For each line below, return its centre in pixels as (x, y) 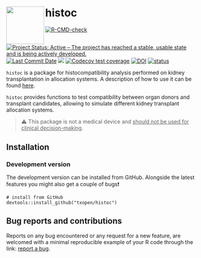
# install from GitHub (35, 197)
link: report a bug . (28, 248)
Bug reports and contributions (64, 221)
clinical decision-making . (52, 128)
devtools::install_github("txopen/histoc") (62, 203)
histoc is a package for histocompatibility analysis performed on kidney (96, 73)
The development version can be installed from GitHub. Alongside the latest (101, 177)
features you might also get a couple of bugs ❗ (63, 184)
